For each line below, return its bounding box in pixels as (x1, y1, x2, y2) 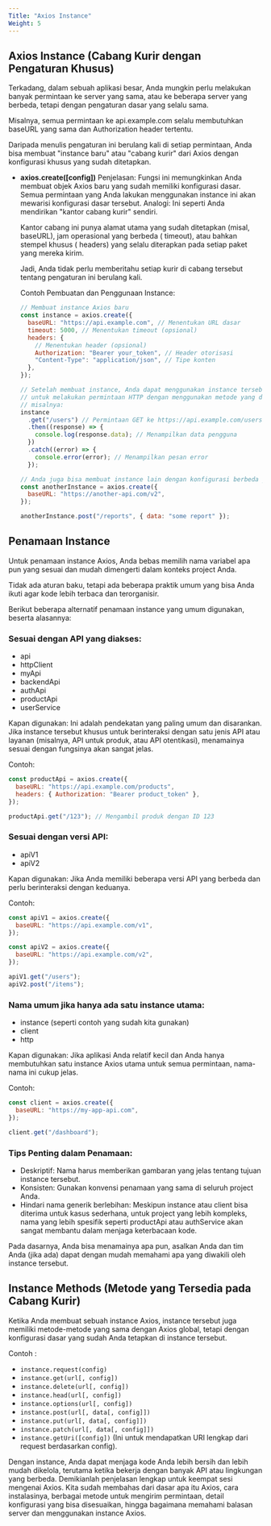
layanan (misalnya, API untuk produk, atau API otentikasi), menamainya (8, 735, 244, 746)
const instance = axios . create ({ (19, 311, 133, 319)
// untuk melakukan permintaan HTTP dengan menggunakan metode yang (19, 393, 256, 401)
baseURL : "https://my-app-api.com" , (15, 1106, 139, 1115)
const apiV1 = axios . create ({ (8, 913, 110, 921)
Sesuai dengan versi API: (8, 831, 109, 842)
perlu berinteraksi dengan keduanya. (8, 882, 131, 892)
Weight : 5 (8, 19, 42, 27)
